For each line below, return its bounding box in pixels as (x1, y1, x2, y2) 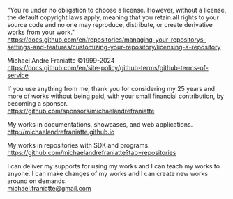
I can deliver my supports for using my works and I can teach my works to (7, 162, 220, 170)
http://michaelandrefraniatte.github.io (7, 128, 115, 136)
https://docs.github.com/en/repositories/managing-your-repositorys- (7, 35, 206, 44)
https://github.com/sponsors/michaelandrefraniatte (7, 107, 155, 115)
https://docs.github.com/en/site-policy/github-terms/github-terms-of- (7, 64, 209, 72)
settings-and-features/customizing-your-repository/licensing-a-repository (7, 43, 221, 51)
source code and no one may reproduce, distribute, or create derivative (7, 21, 213, 29)
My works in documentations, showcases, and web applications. (7, 120, 193, 128)
